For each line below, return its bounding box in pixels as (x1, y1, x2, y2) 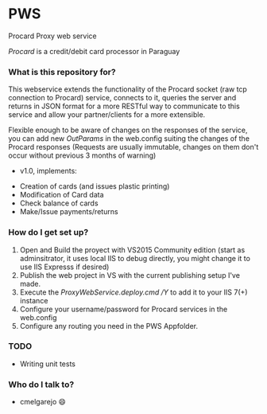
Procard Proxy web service (8, 31, 97, 41)
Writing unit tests (19, 359, 75, 369)
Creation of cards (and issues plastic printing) (19, 182, 170, 191)
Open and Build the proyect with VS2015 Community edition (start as (19, 244, 246, 255)
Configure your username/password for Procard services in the (19, 304, 228, 314)
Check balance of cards (19, 198, 99, 208)
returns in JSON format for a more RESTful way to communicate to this (8, 101, 240, 111)
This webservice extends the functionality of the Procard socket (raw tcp (8, 84, 248, 94)
